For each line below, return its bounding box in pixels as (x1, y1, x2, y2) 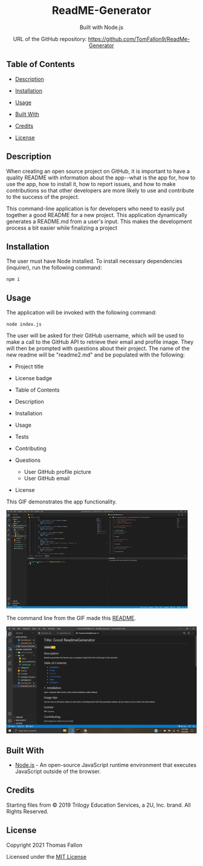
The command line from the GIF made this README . (6, 615, 136, 622)
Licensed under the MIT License (6, 853, 86, 860)
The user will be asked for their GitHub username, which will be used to (6, 332, 184, 339)
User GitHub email (24, 475, 70, 482)
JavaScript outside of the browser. (14, 768, 101, 775)
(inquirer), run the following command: (6, 264, 102, 271)
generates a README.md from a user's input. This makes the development (6, 218, 192, 225)
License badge (14, 375, 53, 382)
